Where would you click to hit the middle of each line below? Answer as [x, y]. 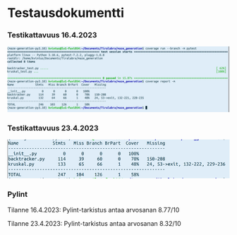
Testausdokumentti [66, 13]
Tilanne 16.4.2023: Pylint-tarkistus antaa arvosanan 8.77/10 [93, 210]
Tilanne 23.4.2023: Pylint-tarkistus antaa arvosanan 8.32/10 [94, 223]
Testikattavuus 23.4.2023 [53, 128]
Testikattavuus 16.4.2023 [52, 35]
